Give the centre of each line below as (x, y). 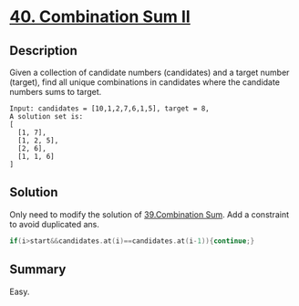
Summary (38, 270)
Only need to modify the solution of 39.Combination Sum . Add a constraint (149, 214)
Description (43, 51)
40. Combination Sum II (100, 17)
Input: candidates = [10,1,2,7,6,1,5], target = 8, (109, 109)
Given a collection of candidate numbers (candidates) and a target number (149, 72)
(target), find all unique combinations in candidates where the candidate (145, 82)
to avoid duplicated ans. (55, 224)
